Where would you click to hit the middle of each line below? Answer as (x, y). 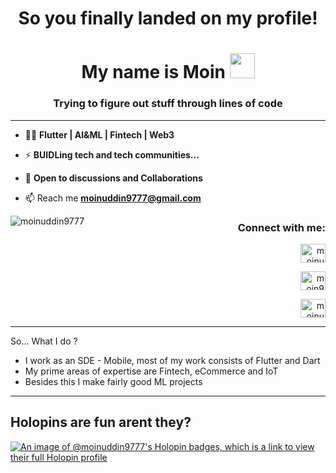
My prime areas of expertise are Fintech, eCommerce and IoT (151, 371)
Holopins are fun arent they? (101, 422)
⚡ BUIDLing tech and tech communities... (112, 154)
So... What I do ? (44, 341)
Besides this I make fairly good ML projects (113, 381)
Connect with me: (281, 227)
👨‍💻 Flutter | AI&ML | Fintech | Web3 (99, 134)
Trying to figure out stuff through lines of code (168, 104)
